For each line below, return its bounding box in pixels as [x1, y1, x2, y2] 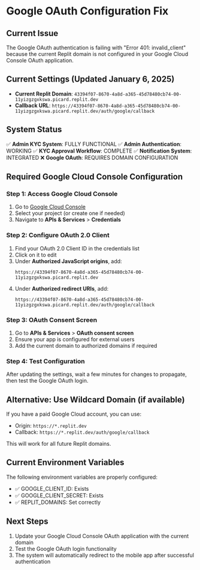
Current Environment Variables [6, 458, 125, 468]
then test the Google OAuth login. [6, 377, 89, 384]
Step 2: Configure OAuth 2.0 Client [6, 231, 110, 240]
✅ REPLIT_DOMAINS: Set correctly [14, 499, 101, 506]
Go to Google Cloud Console [14, 203, 86, 211]
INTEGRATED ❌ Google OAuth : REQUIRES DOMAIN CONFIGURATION [6, 154, 178, 161]
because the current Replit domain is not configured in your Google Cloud [6, 50, 189, 58]
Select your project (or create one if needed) [14, 210, 126, 217]
